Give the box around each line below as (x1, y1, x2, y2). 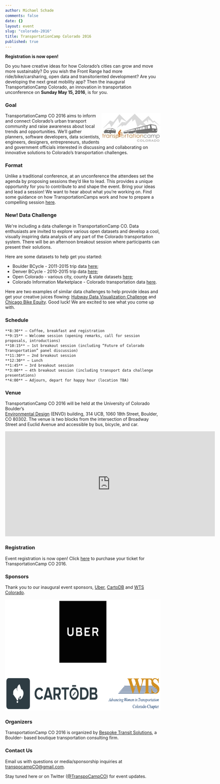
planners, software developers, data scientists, (5, 134, 100, 140)
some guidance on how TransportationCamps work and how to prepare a (5, 194, 154, 200)
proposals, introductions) (5, 339, 61, 344)
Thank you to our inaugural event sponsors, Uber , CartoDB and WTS (5, 584, 145, 590)
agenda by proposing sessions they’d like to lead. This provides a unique (5, 178, 153, 184)
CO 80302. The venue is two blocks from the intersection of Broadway (5, 416, 149, 422)
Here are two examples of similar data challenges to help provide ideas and (5, 288, 158, 294)
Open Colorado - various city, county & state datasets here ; (12, 273, 134, 279)
